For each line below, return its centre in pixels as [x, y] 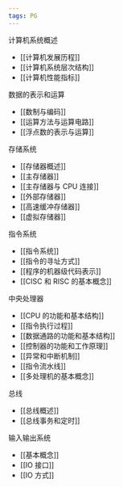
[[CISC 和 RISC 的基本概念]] [66, 281]
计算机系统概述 [33, 40]
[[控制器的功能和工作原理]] [64, 346]
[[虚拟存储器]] [43, 216]
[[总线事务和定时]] [50, 420]
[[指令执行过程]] [47, 325]
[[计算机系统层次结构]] [57, 67]
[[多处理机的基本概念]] [57, 376]
